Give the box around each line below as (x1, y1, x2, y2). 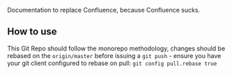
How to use (7, 26, 57, 37)
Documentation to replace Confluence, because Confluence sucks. (7, 6, 201, 14)
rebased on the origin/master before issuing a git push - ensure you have (7, 51, 222, 59)
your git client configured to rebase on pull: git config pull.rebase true (7, 59, 217, 67)
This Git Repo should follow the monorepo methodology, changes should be (7, 44, 226, 53)
